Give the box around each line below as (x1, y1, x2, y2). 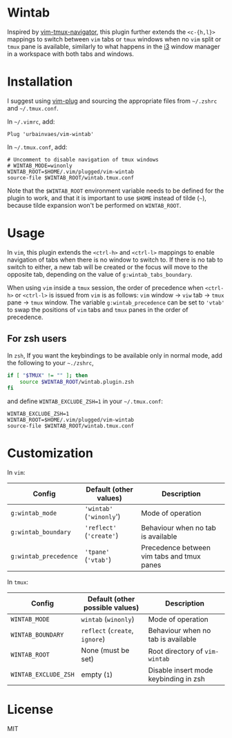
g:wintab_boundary (10, 528, 71, 536)
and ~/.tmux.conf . (7, 104, 59, 112)
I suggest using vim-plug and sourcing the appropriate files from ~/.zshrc (7, 97, 217, 105)
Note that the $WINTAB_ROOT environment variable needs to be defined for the (7, 186, 224, 195)
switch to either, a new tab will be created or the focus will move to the (7, 262, 209, 271)
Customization (7, 445, 93, 461)
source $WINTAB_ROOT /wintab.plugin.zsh (19, 378, 135, 385)
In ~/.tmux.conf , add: (7, 143, 68, 151)
